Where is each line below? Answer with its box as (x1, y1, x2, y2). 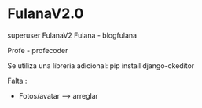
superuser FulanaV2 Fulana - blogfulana (7, 31, 138, 40)
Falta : (7, 76, 28, 85)
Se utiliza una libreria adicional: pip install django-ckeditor (7, 60, 195, 70)
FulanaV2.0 (7, 5, 84, 23)
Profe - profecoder (7, 45, 68, 55)
